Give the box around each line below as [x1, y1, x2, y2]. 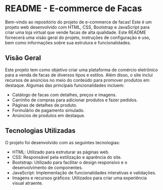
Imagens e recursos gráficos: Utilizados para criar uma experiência [12, 175, 147, 181]
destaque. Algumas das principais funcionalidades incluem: [5, 82, 125, 88]
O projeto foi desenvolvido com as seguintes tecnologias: [5, 139, 120, 145]
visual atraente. [12, 180, 43, 186]
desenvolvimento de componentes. [12, 164, 83, 171]
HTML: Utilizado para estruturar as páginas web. [12, 149, 110, 155]
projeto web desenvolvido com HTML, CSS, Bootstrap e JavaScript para [5, 24, 150, 30]
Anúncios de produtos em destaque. [12, 113, 86, 118]
